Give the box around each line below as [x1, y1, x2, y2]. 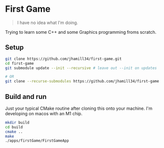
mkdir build [5, 120, 29, 125]
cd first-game [5, 61, 34, 66]
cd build [5, 124, 23, 129]
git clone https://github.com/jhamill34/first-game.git [5, 56, 122, 61]
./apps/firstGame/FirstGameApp [5, 138, 69, 143]
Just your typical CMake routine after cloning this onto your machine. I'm [5, 105, 153, 111]
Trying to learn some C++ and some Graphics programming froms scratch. [5, 29, 157, 35]
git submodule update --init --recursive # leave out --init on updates [5, 65, 157, 71]
